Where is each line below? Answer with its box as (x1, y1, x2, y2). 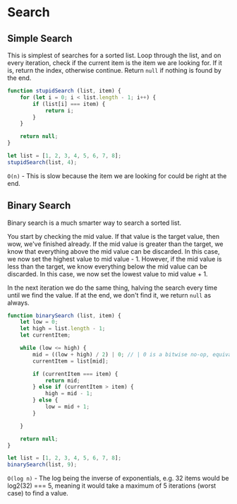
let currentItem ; (20, 332, 71, 339)
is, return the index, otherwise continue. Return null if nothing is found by (7, 66, 222, 74)
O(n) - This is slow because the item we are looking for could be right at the (7, 171, 227, 180)
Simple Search (7, 33, 73, 45)
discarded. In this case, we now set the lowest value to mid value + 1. (7, 269, 208, 278)
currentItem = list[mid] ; (32, 358, 109, 365)
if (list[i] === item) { (32, 100, 106, 107)
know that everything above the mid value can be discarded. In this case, (7, 247, 220, 255)
